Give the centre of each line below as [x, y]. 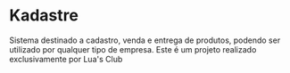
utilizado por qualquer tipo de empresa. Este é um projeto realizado [133, 49]
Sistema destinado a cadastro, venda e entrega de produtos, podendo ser [145, 40]
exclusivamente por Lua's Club [66, 59]
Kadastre [44, 16]
